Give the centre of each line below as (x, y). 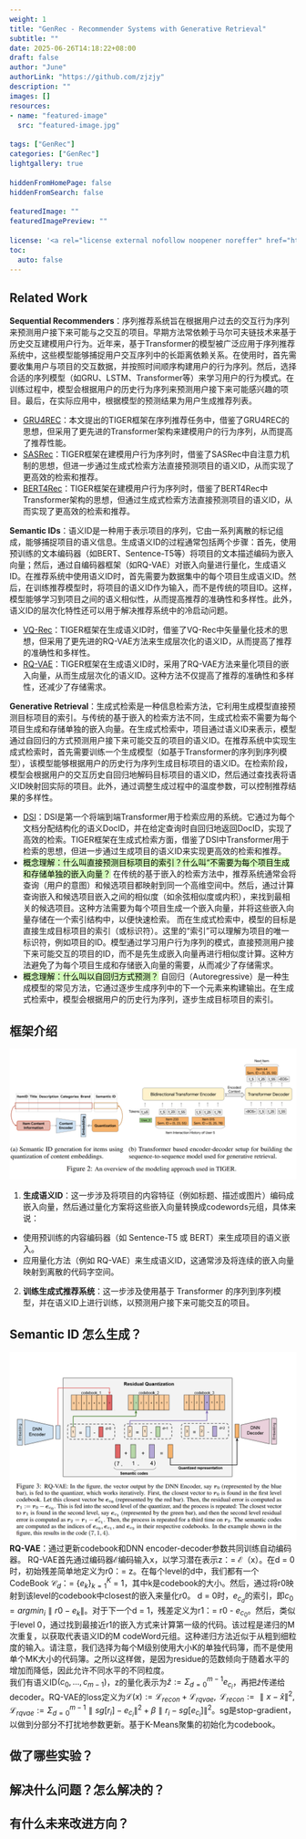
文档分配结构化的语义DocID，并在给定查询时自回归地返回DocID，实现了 (158, 828)
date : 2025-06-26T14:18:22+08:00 (73, 48)
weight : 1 (28, 19)
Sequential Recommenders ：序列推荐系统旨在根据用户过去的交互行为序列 (149, 321)
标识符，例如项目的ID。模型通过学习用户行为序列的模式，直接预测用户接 (158, 942)
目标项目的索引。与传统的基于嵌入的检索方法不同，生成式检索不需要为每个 (157, 718)
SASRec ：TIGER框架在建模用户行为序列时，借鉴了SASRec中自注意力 (152, 454)
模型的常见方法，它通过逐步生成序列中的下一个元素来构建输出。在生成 (162, 988)
